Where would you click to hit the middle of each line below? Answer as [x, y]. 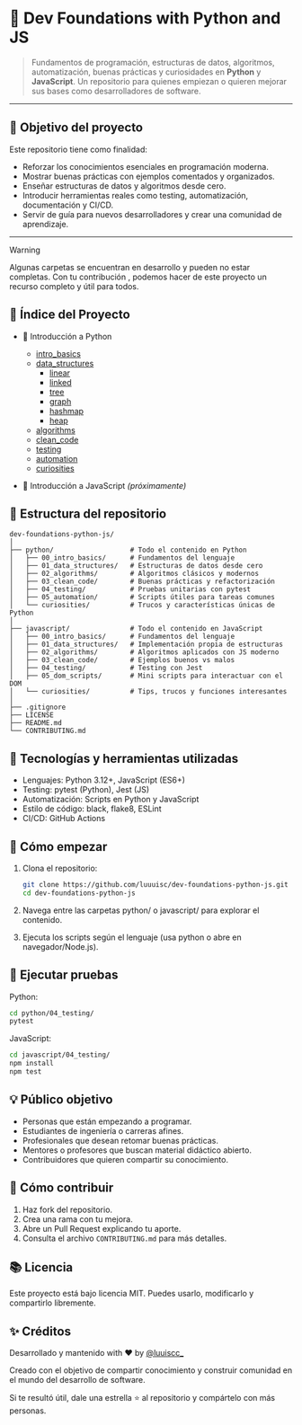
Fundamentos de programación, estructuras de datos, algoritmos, [153, 62]
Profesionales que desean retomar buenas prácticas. [120, 1140]
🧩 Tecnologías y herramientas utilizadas [124, 758]
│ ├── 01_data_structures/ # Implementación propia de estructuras [146, 645]
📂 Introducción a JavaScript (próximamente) [104, 485]
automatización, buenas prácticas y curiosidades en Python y [146, 72]
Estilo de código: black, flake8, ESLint [92, 809]
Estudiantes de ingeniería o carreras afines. [103, 1130]
